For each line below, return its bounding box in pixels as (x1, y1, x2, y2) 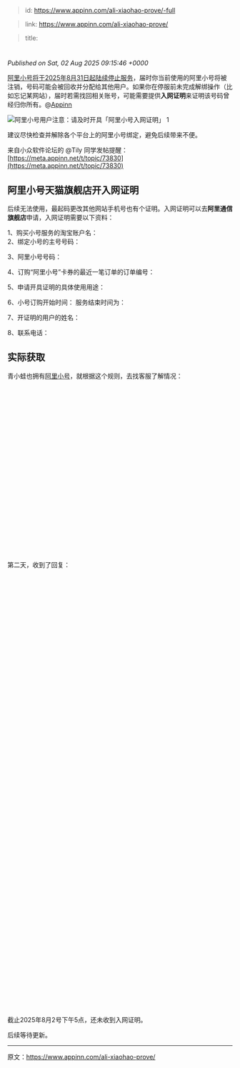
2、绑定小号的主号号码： (7, 237, 81, 246)
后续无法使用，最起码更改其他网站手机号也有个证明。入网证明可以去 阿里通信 (7, 204, 233, 213)
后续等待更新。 (7, 1031, 51, 1039)
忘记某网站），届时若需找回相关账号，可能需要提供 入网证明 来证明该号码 (13, 91, 224, 100)
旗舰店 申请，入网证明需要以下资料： (7, 214, 114, 221)
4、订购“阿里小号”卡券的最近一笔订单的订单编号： (7, 268, 155, 276)
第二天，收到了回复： (7, 561, 70, 569)
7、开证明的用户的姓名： (7, 314, 80, 321)
